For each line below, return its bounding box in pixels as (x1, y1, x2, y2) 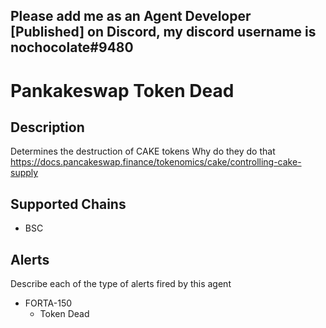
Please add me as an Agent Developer (10, 8, 252, 25)
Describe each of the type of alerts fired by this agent (10, 278, 232, 290)
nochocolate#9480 (10, 39, 134, 56)
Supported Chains (10, 195, 127, 213)
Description (10, 119, 85, 136)
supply (10, 167, 39, 179)
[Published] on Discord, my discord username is (10, 24, 317, 41)
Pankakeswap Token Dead (10, 79, 235, 102)
